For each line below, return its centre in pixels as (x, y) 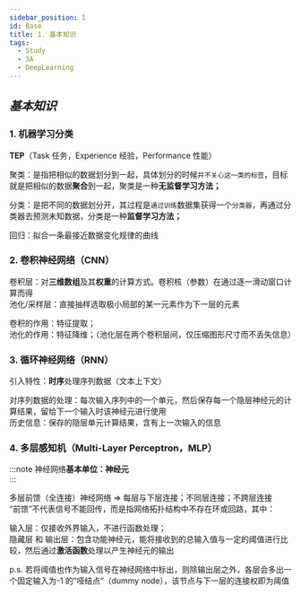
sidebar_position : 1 (48, 17)
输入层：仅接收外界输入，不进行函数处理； (88, 528)
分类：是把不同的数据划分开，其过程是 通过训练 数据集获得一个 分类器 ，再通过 (146, 205)
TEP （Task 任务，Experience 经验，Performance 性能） (113, 155)
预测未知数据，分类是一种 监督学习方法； (107, 215)
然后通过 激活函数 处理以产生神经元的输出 (99, 551)
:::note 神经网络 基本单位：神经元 (69, 469)
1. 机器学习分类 (42, 134)
